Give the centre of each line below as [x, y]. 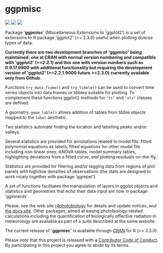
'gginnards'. [17, 196]
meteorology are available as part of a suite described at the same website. [81, 221]
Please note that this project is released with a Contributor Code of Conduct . [82, 240]
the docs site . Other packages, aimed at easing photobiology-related [74, 211]
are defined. [17, 102]
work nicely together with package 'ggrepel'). [51, 176]
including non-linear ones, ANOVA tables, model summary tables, [71, 152]
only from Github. [23, 78]
